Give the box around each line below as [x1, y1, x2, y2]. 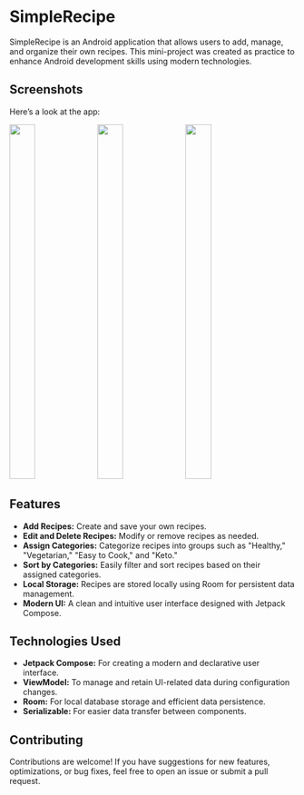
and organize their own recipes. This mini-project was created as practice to [9, 45, 295, 56]
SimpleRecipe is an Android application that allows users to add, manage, [9, 36, 284, 47]
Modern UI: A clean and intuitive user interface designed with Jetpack [22, 597, 286, 609]
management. [22, 588, 75, 599]
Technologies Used [9, 633, 121, 649]
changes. [22, 687, 58, 698]
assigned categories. [22, 569, 102, 580]
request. [9, 776, 41, 787]
